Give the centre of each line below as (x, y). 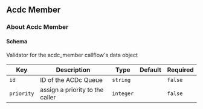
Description (73, 70)
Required (180, 70)
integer (123, 93)
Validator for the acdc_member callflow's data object (72, 55)
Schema (17, 41)
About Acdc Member (37, 27)
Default (151, 70)
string (121, 80)
